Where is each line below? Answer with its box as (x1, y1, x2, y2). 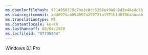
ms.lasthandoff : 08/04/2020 (5, 26, 66, 32)
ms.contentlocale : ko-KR (5, 21, 58, 27)
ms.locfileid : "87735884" (5, 31, 60, 36)
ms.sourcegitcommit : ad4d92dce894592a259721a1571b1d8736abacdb (5, 12, 143, 17)
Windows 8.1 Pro (5, 45, 40, 51)
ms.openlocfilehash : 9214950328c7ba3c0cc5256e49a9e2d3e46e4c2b (5, 7, 143, 13)
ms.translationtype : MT (5, 17, 56, 22)
